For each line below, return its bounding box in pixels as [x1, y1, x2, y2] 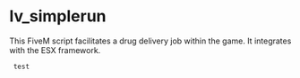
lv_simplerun [9, 6, 107, 27]
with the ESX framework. [9, 44, 101, 55]
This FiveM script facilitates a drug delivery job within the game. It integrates [9, 35, 292, 46]
